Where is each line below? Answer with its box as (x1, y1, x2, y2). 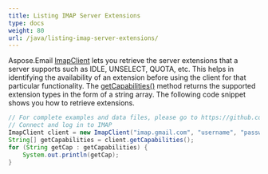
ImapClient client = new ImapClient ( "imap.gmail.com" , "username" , (8, 129, 238, 136)
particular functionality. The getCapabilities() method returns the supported (8, 81, 256, 91)
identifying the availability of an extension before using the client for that (8, 73, 246, 82)
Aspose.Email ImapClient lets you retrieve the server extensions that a (8, 56, 238, 65)
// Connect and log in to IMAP (8, 121, 112, 129)
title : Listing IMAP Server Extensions (8, 11, 141, 20)
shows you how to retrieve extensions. (8, 98, 136, 108)
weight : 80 (8, 26, 45, 34)
